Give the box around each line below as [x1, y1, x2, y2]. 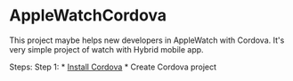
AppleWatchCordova [9, 5, 167, 26]
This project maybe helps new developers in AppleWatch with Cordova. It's [9, 35, 285, 45]
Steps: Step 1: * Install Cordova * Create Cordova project [9, 61, 216, 72]
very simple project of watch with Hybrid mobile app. [9, 44, 204, 54]
